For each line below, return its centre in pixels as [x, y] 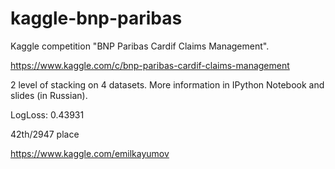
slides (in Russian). [49, 95]
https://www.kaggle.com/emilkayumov [90, 153]
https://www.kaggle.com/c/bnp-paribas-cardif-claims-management [150, 65]
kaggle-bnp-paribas [96, 18]
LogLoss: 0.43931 [47, 114]
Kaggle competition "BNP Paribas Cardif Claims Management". [140, 46]
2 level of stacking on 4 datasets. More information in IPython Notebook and [167, 84]
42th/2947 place [45, 134]
